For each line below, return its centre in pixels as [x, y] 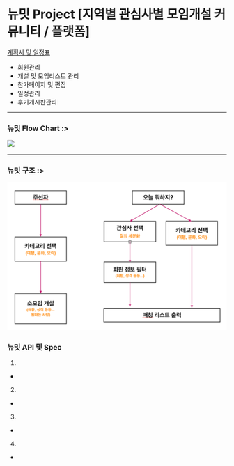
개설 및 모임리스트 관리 [48, 76]
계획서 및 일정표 [29, 52]
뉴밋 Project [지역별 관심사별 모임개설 [109, 14]
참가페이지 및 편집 [41, 84]
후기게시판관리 [37, 102]
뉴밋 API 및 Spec [34, 348]
